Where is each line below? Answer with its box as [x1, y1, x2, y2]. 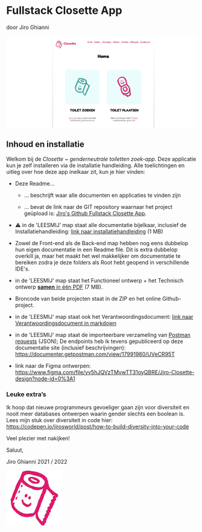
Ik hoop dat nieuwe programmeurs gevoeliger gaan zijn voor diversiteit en [6, 404, 190, 411]
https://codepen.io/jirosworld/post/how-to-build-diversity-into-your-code [6, 423, 189, 431]
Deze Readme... [14, 179, 55, 187]
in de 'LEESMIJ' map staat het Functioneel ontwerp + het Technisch [14, 277, 184, 284]
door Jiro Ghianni [6, 24, 49, 31]
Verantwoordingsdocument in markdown [14, 319, 116, 327]
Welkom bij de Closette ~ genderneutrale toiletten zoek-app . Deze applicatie [6, 155, 197, 162]
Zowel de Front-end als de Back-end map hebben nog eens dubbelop [14, 239, 189, 246]
